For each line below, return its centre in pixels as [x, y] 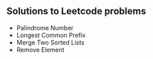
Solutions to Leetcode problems [76, 11]
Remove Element [40, 49]
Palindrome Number [45, 27]
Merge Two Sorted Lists [50, 42]
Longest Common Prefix [51, 35]
